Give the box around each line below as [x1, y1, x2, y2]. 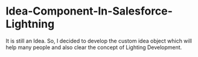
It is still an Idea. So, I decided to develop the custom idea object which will [5, 37, 193, 44]
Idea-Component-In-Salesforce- [5, 4, 173, 18]
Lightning [5, 17, 55, 31]
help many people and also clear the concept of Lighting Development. [5, 44, 182, 51]
